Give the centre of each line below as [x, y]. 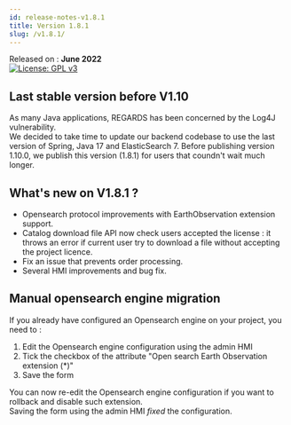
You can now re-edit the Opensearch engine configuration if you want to [142, 392]
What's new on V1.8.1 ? [74, 193]
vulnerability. [32, 127]
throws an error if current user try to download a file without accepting [151, 242]
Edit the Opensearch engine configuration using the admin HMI [137, 346]
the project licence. [57, 252]
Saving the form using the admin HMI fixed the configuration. [121, 411]
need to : [25, 329]
